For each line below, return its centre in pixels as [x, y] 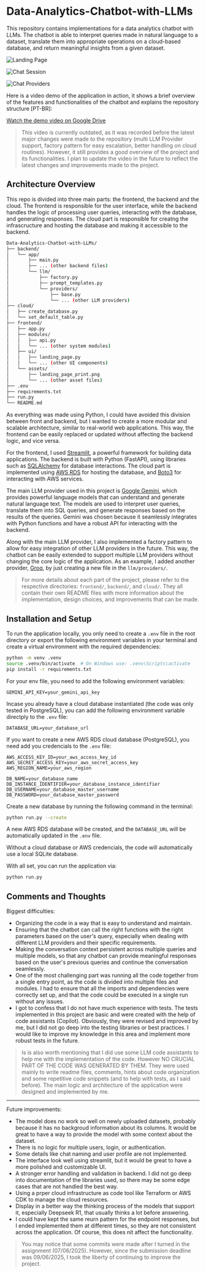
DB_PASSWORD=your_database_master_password [63, 795]
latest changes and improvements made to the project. [90, 165]
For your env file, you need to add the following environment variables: [96, 681]
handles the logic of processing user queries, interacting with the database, [102, 212]
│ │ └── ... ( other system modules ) [59, 346]
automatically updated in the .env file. [54, 836]
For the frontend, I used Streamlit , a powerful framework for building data [99, 453]
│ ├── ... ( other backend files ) [57, 266]
